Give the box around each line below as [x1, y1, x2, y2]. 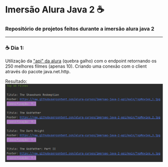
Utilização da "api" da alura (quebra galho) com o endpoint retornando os [5, 58, 156, 64]
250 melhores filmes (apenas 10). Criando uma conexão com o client [5, 63, 147, 69]
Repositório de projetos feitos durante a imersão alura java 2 [5, 26, 154, 33]
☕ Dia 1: [5, 45, 24, 52]
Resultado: [5, 78, 27, 84]
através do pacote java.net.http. [5, 68, 71, 74]
